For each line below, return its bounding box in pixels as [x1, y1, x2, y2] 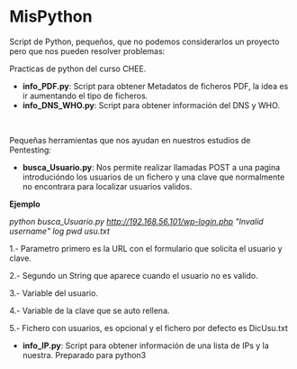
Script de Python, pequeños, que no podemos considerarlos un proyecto [9, 36, 280, 47]
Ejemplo [9, 198, 40, 209]
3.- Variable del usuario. [9, 287, 99, 299]
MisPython [9, 6, 93, 27]
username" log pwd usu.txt [9, 226, 111, 236]
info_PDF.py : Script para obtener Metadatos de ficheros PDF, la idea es [22, 80, 289, 91]
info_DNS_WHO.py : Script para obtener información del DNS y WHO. [22, 99, 281, 110]
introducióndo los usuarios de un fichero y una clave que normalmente [22, 171, 285, 182]
